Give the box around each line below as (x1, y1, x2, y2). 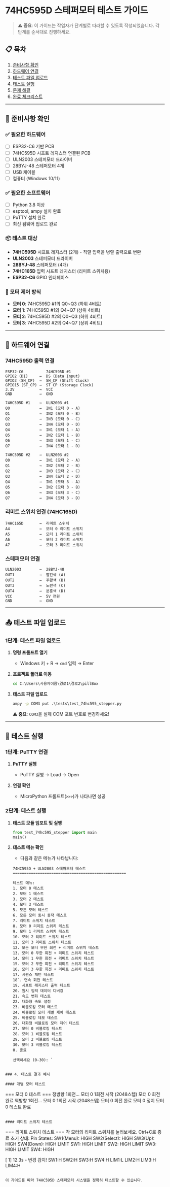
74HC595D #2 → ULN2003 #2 (5, 452, 69, 457)
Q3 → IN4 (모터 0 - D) (5, 422, 80, 427)
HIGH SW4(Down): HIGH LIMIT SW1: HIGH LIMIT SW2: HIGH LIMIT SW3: (5, 1141, 157, 1147)
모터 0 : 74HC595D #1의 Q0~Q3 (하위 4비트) (12, 301, 102, 307)
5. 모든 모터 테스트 (12, 907, 49, 913)
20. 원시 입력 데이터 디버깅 (12, 988, 64, 994)
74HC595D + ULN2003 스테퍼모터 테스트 (12, 866, 86, 871)
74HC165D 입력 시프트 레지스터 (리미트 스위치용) (12, 268, 110, 274)
